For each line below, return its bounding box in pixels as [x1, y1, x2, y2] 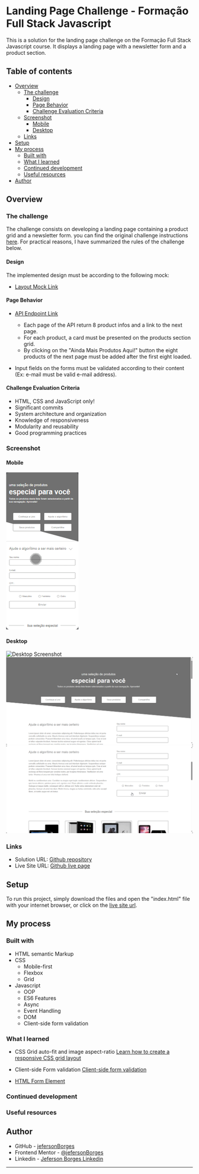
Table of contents [6, 67, 72, 77]
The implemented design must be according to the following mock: [6, 271, 170, 278]
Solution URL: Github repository [14, 856, 92, 863]
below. [6, 245, 23, 252]
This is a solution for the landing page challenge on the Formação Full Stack [6, 36, 191, 43]
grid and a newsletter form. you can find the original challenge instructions [6, 232, 188, 239]
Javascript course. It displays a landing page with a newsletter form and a [6, 43, 187, 50]
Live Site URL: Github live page [14, 862, 91, 869]
